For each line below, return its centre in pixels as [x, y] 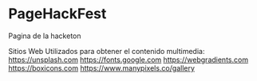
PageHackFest [57, 14]
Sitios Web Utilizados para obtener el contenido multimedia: [107, 51]
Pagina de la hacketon [45, 36]
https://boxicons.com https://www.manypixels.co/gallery [102, 67]
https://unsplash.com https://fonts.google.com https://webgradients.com [128, 60]
